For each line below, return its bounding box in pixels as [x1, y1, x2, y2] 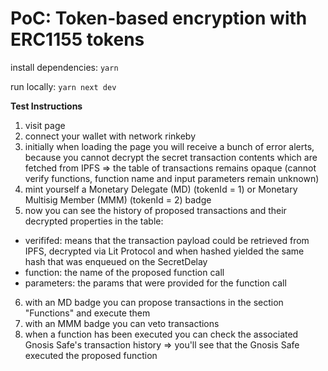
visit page [24, 119, 66, 131]
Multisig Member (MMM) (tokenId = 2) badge [24, 193, 212, 206]
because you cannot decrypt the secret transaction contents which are [24, 151, 318, 163]
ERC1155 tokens [10, 28, 145, 51]
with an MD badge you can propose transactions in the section [24, 296, 284, 308]
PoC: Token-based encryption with [10, 7, 308, 30]
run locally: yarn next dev [10, 80, 117, 92]
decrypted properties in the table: [24, 215, 164, 227]
